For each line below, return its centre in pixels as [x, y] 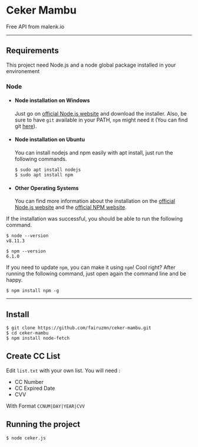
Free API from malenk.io [35, 27]
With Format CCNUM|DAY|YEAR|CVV [46, 406]
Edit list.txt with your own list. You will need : [63, 370]
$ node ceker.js [26, 438]
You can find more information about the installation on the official [95, 201]
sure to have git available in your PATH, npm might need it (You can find [101, 120]
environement [23, 71]
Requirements [32, 51]
